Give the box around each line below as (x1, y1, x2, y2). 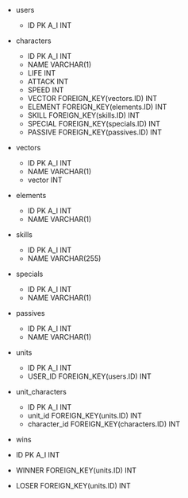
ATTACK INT (27, 77, 69, 86)
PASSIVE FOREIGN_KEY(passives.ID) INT (27, 127, 163, 137)
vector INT (27, 175, 63, 185)
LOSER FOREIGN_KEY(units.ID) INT (15, 481, 131, 490)
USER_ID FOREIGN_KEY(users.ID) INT (27, 372, 152, 381)
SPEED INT (27, 85, 64, 95)
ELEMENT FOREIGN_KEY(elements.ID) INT (27, 102, 167, 111)
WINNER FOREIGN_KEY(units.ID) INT (15, 465, 137, 475)
